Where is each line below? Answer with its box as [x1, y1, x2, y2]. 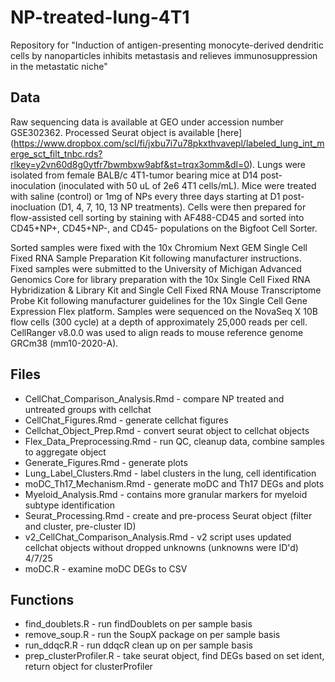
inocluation [10, 201, 57, 213]
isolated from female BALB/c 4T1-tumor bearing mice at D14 [10, 169, 259, 181]
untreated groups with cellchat [24, 403, 152, 415]
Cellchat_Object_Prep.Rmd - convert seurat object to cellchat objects [24, 424, 310, 436]
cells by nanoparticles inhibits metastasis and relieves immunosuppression [10, 49, 318, 61]
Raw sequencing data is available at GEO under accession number [10, 116, 284, 128]
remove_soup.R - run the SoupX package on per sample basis [24, 629, 281, 641]
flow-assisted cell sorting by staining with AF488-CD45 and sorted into [10, 211, 305, 223]
